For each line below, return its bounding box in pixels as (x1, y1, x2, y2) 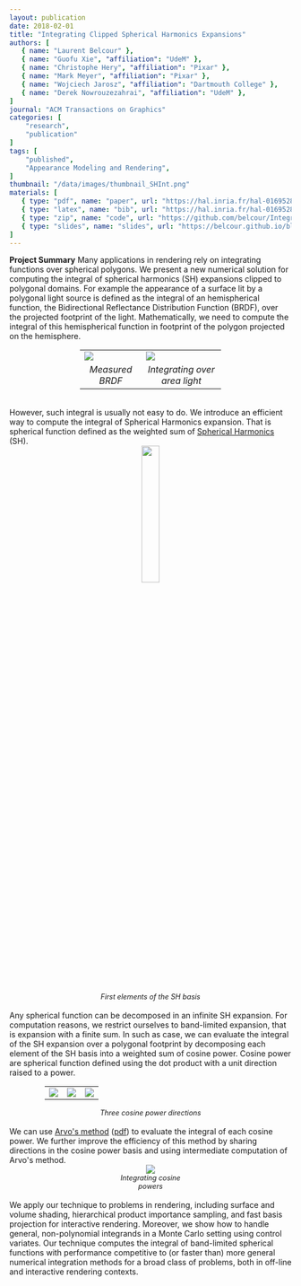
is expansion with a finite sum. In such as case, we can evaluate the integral (9, 1029, 289, 1040)
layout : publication (9, 13, 87, 22)
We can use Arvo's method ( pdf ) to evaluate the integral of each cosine (9, 1126, 273, 1137)
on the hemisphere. (9, 331, 82, 342)
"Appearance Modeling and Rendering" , (25, 163, 170, 172)
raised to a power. (9, 1067, 76, 1078)
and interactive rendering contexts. (9, 1266, 139, 1277)
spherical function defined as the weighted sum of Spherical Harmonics (9, 426, 275, 437)
